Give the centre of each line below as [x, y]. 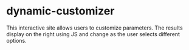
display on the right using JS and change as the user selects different [93, 34]
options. [17, 40]
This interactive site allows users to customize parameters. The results [95, 28]
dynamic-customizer [60, 11]
